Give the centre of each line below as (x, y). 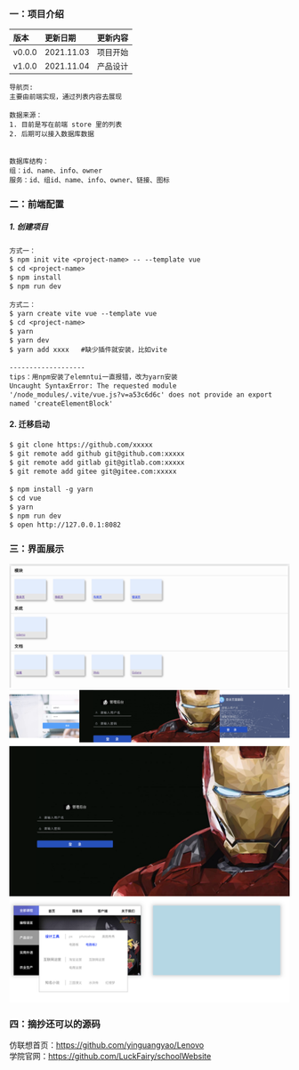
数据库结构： (29, 161)
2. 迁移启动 (30, 424)
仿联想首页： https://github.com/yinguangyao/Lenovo (107, 1045)
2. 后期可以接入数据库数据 (52, 134)
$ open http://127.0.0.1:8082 (65, 525)
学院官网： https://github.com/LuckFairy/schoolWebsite (110, 1057)
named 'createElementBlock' (61, 403)
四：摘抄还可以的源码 (55, 1024)
